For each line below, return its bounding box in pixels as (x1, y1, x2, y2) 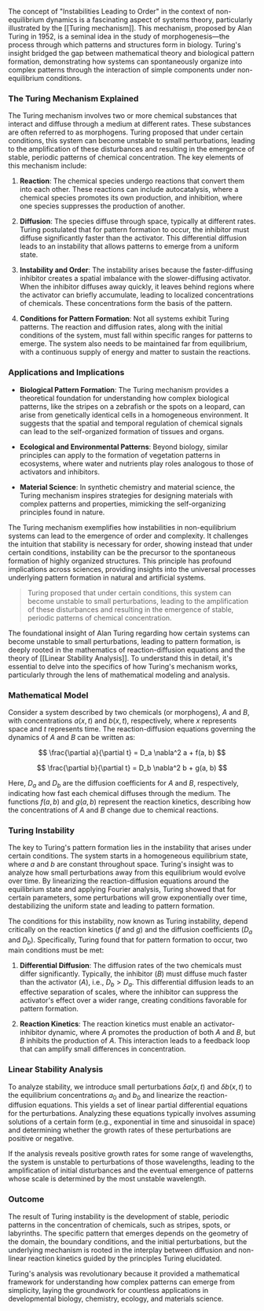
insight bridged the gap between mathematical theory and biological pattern (8, 49, 255, 57)
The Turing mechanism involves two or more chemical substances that (8, 111, 237, 120)
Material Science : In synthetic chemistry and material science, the (19, 482, 236, 492)
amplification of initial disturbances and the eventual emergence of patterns (8, 1166, 254, 1175)
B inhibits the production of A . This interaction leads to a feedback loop (19, 1036, 251, 1045)
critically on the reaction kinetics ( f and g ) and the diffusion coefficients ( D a (8, 924, 253, 936)
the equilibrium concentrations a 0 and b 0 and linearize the (8, 1090, 196, 1102)
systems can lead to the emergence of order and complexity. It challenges (8, 531, 249, 540)
